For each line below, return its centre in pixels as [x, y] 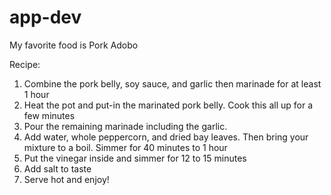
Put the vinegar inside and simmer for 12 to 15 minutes [135, 158]
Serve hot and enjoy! [66, 179]
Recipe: [25, 64]
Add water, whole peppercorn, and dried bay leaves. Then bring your [166, 137]
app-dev [45, 17]
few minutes [49, 115]
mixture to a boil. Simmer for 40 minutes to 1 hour [125, 147]
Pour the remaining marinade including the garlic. [125, 126]
